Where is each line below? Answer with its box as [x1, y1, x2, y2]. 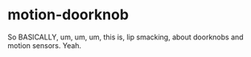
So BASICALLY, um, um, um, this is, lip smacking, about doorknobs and [7, 32, 244, 42]
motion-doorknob [7, 6, 130, 24]
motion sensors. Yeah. [7, 40, 82, 50]
